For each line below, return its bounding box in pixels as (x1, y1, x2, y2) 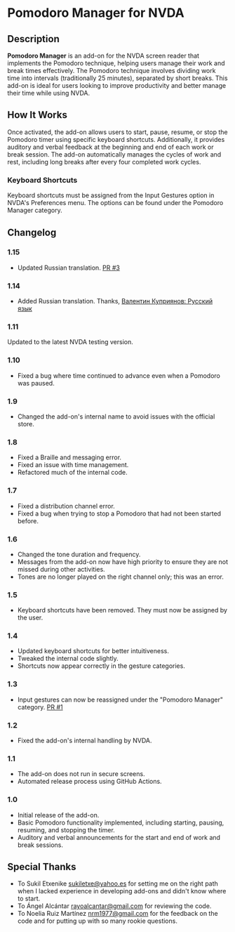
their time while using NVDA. (7, 89, 90, 97)
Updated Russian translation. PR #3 (17, 263, 121, 272)
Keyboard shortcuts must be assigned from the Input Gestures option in (7, 191, 215, 199)
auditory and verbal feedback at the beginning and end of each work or (7, 143, 214, 151)
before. (17, 516, 39, 525)
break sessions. (17, 841, 63, 849)
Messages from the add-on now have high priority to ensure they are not (17, 557, 229, 566)
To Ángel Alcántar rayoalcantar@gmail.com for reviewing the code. (17, 902, 212, 910)
